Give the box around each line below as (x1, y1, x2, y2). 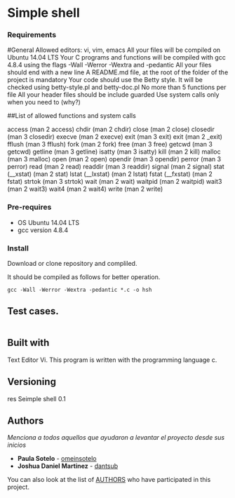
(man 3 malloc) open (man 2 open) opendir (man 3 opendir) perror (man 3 (7, 155, 222, 163)
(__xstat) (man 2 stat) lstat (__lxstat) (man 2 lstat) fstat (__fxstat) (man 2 (7, 170, 213, 178)
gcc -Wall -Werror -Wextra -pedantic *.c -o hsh (7, 286, 152, 294)
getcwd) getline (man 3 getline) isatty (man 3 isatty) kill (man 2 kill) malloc (7, 147, 221, 156)
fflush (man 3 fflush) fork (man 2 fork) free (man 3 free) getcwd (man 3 (7, 140, 213, 149)
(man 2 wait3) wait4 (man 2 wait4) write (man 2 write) (7, 184, 163, 194)
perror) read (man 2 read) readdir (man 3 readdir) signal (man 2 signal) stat (7, 163, 224, 171)
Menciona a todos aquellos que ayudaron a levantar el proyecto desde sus (7, 433, 225, 442)
